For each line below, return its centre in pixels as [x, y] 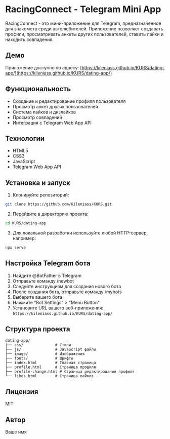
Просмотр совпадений [37, 117]
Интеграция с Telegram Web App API [52, 123]
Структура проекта [38, 329]
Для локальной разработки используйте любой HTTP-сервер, [80, 233]
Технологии [25, 138]
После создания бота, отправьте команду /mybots [67, 292]
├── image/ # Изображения [45, 354]
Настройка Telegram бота [48, 264]
